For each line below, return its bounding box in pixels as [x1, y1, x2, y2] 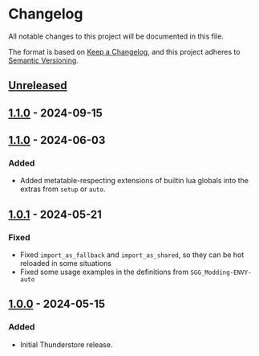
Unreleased [8, 79, 68, 92]
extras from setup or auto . [19, 184, 106, 194]
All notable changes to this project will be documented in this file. [8, 31, 225, 41]
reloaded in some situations [19, 259, 112, 268]
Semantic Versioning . [8, 55, 79, 65]
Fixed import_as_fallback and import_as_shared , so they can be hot [19, 250, 245, 260]
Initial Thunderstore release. [19, 339, 113, 350]
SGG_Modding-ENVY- [190, 268, 252, 277]
